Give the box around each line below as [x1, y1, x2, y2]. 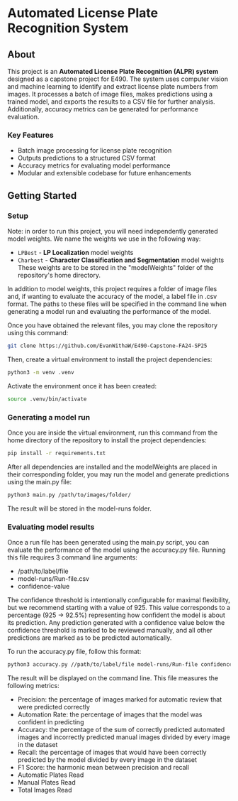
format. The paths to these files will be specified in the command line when [7, 300, 227, 308]
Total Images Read [17, 785, 72, 794]
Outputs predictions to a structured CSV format [17, 154, 156, 163]
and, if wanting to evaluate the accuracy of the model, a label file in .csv [7, 292, 217, 300]
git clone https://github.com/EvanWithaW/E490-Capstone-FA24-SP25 [7, 342, 208, 349]
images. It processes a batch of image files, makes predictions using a [7, 90, 213, 98]
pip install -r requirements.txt [7, 449, 106, 457]
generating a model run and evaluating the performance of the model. [7, 307, 211, 315]
